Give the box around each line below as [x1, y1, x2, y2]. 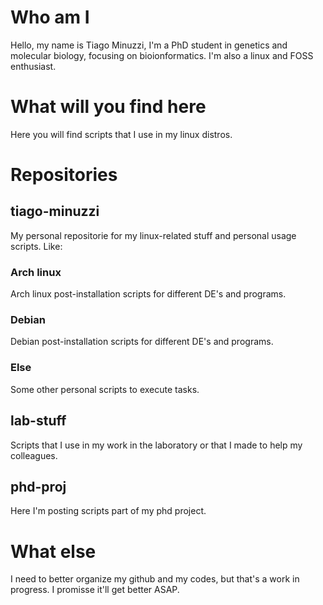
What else [10, 540, 97, 563]
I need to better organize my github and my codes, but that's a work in [10, 573, 300, 585]
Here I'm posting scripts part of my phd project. [10, 505, 207, 517]
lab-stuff [10, 412, 67, 430]
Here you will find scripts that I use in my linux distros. [10, 128, 233, 140]
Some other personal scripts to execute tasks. [10, 383, 200, 395]
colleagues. [10, 449, 58, 461]
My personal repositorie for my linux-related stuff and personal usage [10, 229, 297, 241]
